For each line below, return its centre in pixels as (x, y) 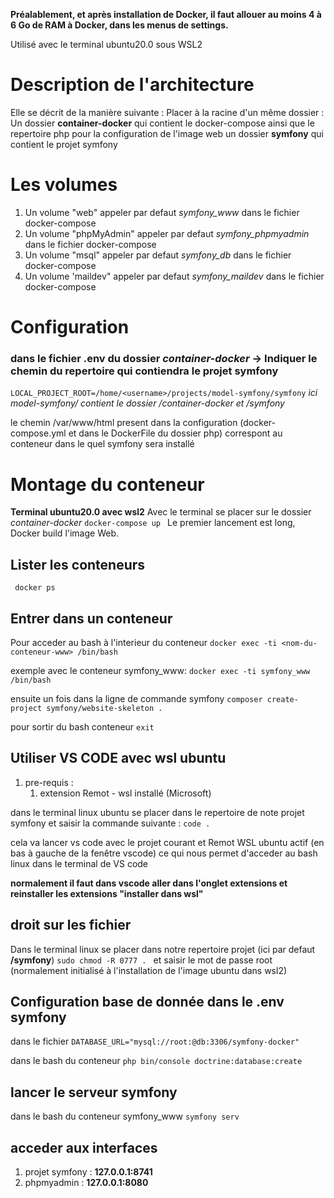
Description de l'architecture (132, 85)
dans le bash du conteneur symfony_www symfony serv (125, 1116)
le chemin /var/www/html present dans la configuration (124, 423)
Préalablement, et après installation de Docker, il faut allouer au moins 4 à (166, 14)
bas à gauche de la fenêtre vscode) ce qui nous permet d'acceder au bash (164, 853)
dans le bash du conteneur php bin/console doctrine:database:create (156, 1061)
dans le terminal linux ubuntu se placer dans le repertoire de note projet (157, 812)
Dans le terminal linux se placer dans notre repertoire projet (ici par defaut (163, 949)
